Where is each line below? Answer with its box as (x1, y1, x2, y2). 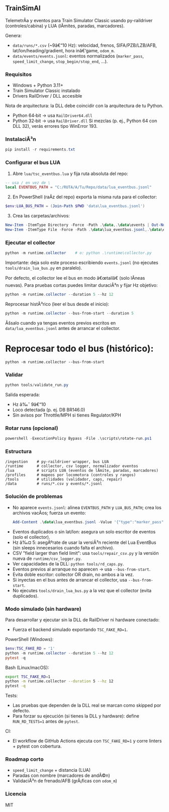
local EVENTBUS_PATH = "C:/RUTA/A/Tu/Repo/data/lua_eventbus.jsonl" (5, 185, 152, 190)
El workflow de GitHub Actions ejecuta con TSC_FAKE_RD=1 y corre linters (12, 738, 162, 744)
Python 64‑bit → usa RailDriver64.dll (12, 113, 93, 119)
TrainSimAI (5, 4, 41, 13)
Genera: (5, 32, 22, 38)
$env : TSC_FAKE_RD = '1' (5, 646, 55, 651)
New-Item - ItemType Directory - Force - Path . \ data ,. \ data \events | (5, 222, 150, 228)
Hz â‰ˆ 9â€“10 (12, 401, 46, 407)
